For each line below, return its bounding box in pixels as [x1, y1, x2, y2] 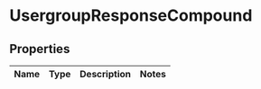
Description [79, 68, 131, 80]
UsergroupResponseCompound [9, 5, 253, 26]
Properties [9, 41, 70, 57]
